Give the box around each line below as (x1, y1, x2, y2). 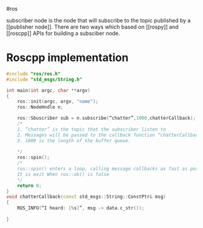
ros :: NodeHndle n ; (17, 104, 63, 111)
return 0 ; (17, 183, 42, 189)
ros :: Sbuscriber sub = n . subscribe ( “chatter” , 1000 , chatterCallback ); (17, 115, 196, 122)
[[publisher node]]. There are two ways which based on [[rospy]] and (6, 24, 179, 30)
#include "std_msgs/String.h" (6, 76, 83, 82)
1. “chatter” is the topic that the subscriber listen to (17, 126, 166, 132)
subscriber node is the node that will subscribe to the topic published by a (6, 17, 191, 24)
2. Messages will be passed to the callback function (17, 132, 155, 138)
